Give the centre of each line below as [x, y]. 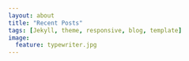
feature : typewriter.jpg [56, 45]
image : [19, 38]
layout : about [32, 15]
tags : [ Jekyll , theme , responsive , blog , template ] [95, 30]
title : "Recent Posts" [45, 23]
